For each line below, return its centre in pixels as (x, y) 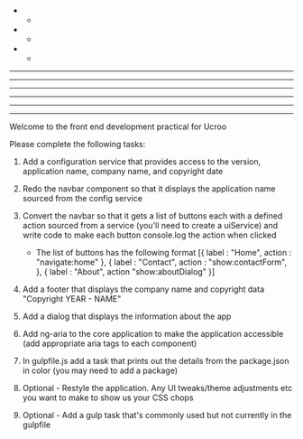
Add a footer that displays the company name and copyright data (143, 289)
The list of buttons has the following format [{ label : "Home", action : (164, 252)
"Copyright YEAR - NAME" (72, 299)
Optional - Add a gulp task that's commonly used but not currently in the (157, 415)
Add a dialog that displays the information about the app (127, 316)
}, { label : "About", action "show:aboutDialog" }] (125, 271)
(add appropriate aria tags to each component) (110, 343)
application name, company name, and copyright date (123, 171)
